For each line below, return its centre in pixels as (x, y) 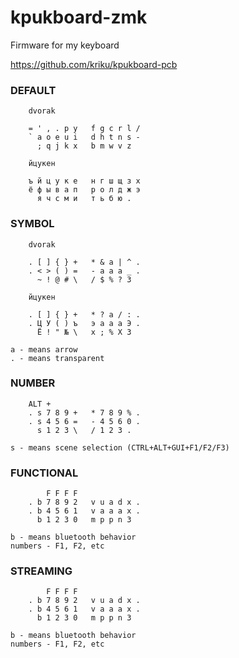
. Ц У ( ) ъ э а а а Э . (84, 323)
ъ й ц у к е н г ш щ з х (84, 181)
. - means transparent (57, 358)
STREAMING (41, 571)
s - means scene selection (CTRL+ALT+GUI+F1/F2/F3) (120, 447)
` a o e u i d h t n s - (84, 137)
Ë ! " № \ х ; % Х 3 (84, 332)
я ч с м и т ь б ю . (84, 199)
